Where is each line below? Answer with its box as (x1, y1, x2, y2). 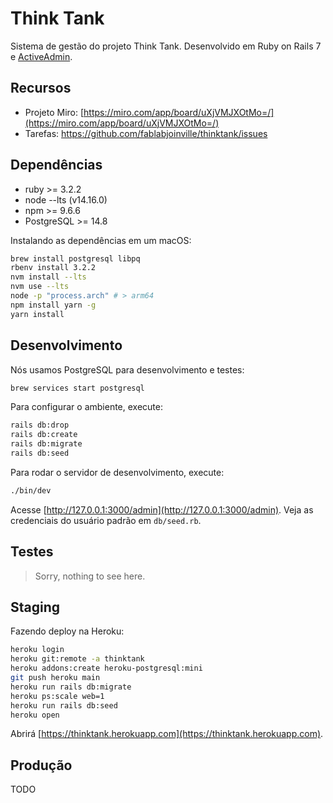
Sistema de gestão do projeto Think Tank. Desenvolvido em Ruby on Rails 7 (10, 40, 322, 52)
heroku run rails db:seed (10, 700, 118, 711)
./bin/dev (10, 485, 52, 496)
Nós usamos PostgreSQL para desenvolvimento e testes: (10, 363, 245, 376)
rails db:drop (10, 420, 70, 431)
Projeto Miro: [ (24, 106, 85, 118)
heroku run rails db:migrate (10, 682, 132, 692)
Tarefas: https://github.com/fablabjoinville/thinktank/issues (24, 127, 268, 139)
